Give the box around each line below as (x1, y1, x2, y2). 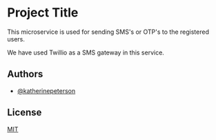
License (7, 107, 42, 119)
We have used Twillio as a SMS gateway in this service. (7, 48, 164, 57)
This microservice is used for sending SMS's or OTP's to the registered (7, 28, 209, 36)
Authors (7, 68, 43, 80)
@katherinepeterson (17, 86, 76, 94)
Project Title (7, 5, 79, 21)
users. (7, 34, 26, 43)
